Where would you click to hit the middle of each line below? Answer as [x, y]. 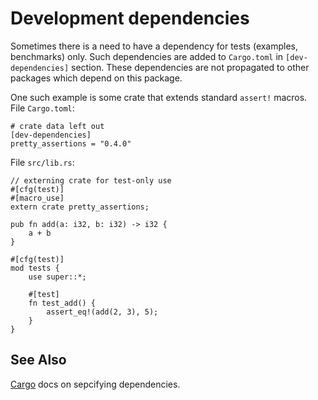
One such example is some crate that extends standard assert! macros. [159, 97]
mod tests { [35, 268]
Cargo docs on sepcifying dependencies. [95, 384]
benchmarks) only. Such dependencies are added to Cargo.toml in [147, 56]
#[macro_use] [37, 198]
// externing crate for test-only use [91, 180]
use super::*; [57, 277]
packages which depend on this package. [96, 78]
